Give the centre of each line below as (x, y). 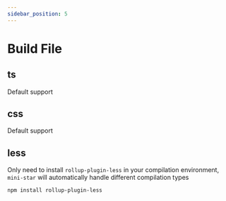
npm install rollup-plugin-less (55, 190)
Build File (35, 48)
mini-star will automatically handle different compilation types (98, 178)
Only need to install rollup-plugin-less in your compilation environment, (113, 170)
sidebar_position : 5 (38, 14)
